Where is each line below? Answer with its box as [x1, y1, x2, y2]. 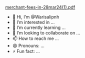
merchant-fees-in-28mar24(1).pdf [5, 4, 75, 10]
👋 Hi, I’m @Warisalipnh [12, 14, 59, 19]
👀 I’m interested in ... [12, 19, 55, 25]
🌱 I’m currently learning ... [12, 24, 66, 30]
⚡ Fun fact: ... [12, 48, 40, 54]
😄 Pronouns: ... [12, 42, 45, 48]
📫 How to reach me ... [12, 35, 59, 41]
